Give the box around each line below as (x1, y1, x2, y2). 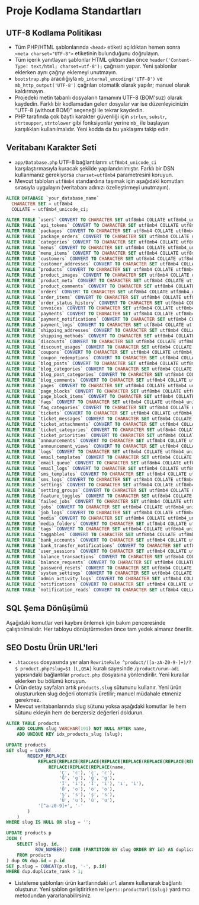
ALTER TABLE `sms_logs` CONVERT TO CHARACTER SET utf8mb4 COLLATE (6, 476, 174, 482)
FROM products (17, 852, 52, 858)
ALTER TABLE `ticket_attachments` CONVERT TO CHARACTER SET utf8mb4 (6, 421, 179, 427)
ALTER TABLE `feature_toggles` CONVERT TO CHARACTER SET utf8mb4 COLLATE (6, 493, 192, 499)
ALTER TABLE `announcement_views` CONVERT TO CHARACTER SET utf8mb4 (6, 444, 179, 450)
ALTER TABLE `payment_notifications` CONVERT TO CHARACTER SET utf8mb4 (6, 317, 187, 322)
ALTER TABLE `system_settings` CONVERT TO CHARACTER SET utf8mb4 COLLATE (6, 570, 192, 577)
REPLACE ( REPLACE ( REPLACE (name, (48, 764, 126, 770)
